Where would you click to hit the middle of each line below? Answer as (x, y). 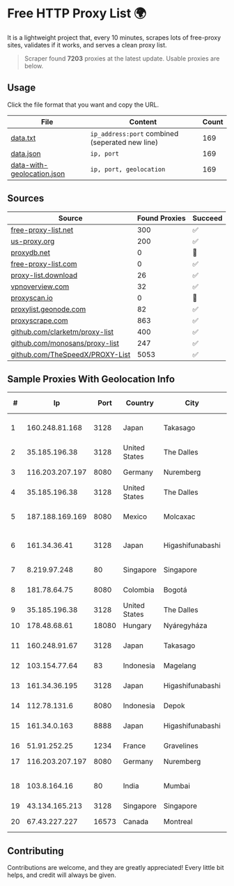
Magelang (180, 666)
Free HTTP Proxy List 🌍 (77, 14)
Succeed (208, 218)
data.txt (23, 138)
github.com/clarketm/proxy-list (62, 332)
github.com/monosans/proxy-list (65, 343)
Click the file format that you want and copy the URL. (83, 105)
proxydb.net (31, 252)
